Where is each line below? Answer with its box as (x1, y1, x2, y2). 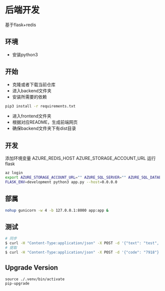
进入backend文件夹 (12, 87, 52, 94)
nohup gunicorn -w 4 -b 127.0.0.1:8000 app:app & (5, 208, 109, 213)
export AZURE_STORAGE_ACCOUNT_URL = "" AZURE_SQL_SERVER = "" (5, 175, 126, 180)
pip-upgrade (5, 281, 29, 286)
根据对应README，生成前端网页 (12, 119, 78, 125)
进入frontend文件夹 (12, 113, 52, 119)
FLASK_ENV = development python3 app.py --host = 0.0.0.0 (5, 180, 118, 184)
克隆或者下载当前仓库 (12, 81, 55, 87)
